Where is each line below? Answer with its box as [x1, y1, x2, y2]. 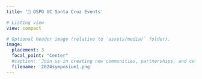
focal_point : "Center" [11, 53, 69, 59]
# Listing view [6, 19, 44, 26]
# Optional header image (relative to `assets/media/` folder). [6, 36, 171, 42]
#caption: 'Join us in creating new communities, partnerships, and [11, 58, 187, 64]
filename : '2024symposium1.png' [11, 63, 93, 69]
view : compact [6, 25, 42, 31]
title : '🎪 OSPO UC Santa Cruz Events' [6, 8, 103, 15]
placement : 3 [11, 47, 44, 53]
